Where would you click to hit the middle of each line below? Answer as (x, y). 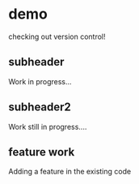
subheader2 (40, 107)
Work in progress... (40, 81)
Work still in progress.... (48, 126)
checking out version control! (57, 36)
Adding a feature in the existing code (70, 172)
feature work (42, 152)
